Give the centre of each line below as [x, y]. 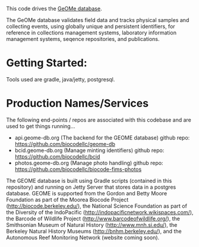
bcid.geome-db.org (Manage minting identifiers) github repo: [89, 150]
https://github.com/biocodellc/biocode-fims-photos [78, 169]
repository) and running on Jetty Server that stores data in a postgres [91, 187]
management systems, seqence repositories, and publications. [83, 39]
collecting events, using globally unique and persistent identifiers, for [91, 26]
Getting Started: [47, 63]
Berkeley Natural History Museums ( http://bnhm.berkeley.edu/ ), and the [94, 231]
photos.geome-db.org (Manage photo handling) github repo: [89, 163]
